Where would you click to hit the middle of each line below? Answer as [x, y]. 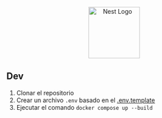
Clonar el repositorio [45, 93]
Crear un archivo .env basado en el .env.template [85, 100]
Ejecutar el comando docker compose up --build [84, 107]
